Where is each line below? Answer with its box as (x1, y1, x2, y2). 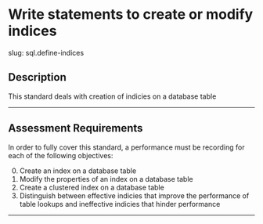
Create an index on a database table (19, 166, 137, 175)
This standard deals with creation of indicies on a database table (8, 92, 217, 101)
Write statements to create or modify (8, 5, 254, 23)
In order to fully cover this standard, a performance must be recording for (8, 143, 245, 152)
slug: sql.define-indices (8, 48, 85, 57)
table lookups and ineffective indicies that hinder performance (19, 199, 221, 208)
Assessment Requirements (8, 121, 143, 135)
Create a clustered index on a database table (19, 182, 164, 192)
